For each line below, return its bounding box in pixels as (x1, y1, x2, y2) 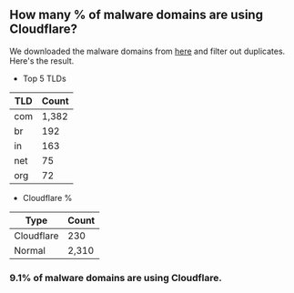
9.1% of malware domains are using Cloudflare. (9, 271, 223, 284)
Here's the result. (9, 55, 75, 66)
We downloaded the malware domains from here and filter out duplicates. (9, 45, 286, 56)
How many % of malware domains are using (9, 7, 264, 23)
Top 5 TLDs (22, 73, 66, 84)
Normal (14, 244, 46, 257)
